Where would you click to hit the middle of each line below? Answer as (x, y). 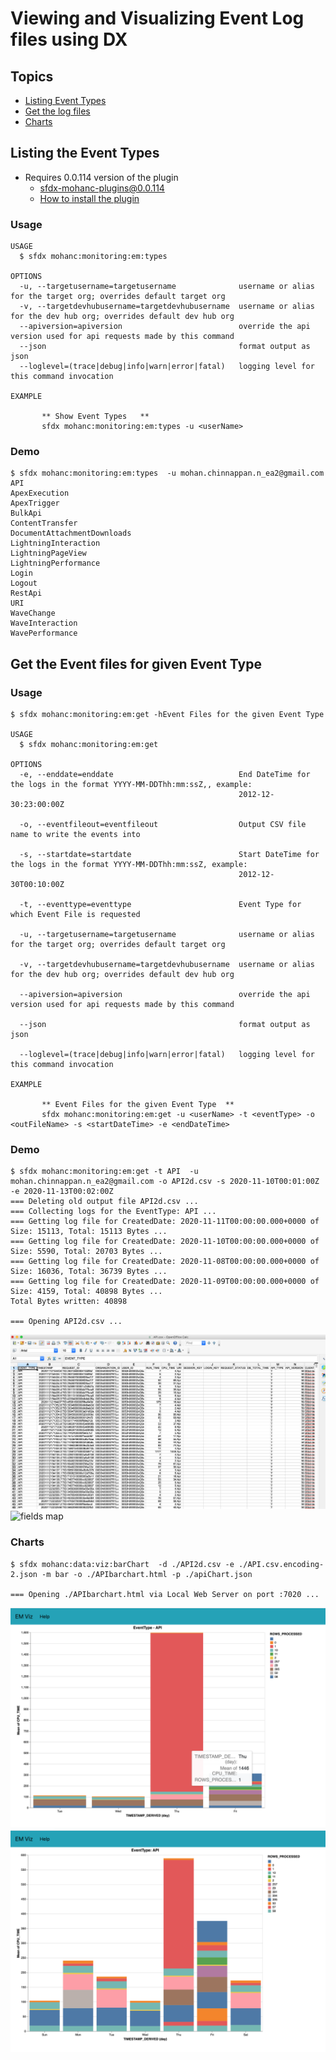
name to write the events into (75, 835)
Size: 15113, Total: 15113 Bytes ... (89, 1232)
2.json (24, 1574)
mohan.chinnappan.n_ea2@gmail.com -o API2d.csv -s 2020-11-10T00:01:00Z (165, 1182)
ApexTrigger (35, 503)
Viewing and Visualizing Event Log (157, 18)
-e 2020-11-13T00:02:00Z (62, 1192)
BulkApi (26, 513)
